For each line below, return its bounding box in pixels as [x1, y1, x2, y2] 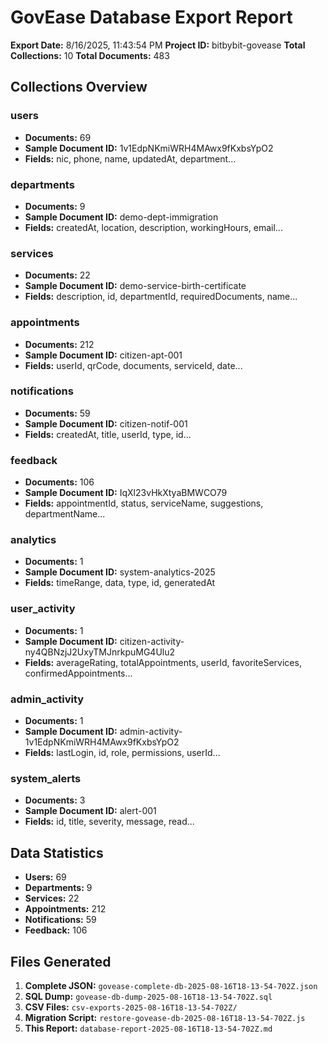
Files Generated [10, 953, 112, 970]
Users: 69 [24, 871, 67, 883]
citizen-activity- [119, 635, 185, 647]
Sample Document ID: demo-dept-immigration [24, 211, 219, 223]
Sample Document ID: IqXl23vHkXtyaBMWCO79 [24, 487, 228, 499]
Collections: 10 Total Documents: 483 [10, 49, 170, 61]
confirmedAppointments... [24, 667, 133, 679]
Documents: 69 [24, 131, 92, 143]
